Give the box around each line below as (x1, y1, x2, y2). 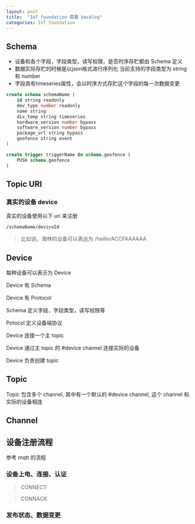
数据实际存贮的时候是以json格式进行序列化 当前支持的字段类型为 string (14, 65, 187, 73)
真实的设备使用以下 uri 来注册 (6, 212, 78, 220)
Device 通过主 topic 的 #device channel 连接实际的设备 (6, 345, 140, 352)
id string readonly (17, 97, 65, 103)
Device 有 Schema (6, 281, 51, 289)
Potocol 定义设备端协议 (6, 319, 63, 326)
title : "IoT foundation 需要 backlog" (6, 14, 103, 20)
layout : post (6, 8, 38, 15)
